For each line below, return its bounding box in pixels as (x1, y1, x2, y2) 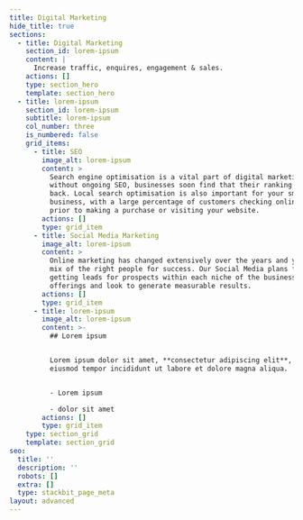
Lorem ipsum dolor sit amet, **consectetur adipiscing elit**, (49, 356, 293, 365)
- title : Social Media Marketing (32, 231, 160, 240)
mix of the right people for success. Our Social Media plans (49, 265, 289, 274)
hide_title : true (9, 22, 75, 31)
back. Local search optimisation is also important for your (49, 189, 284, 198)
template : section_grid (25, 438, 115, 447)
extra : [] (17, 479, 54, 489)
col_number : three (25, 123, 95, 132)
